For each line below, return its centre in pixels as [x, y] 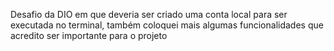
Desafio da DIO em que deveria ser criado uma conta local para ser [149, 14]
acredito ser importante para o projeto [89, 35]
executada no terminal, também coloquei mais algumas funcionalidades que [167, 25]
